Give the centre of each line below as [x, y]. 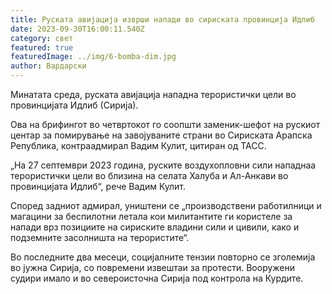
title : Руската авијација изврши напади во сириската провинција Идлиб [162, 19]
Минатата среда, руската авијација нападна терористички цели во [153, 94]
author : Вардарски [48, 66]
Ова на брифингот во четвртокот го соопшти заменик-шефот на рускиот [165, 124]
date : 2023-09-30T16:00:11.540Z [77, 29]
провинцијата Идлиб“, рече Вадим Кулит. [98, 186]
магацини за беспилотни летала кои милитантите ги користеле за [151, 216]
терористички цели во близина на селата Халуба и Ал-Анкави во [149, 175]
